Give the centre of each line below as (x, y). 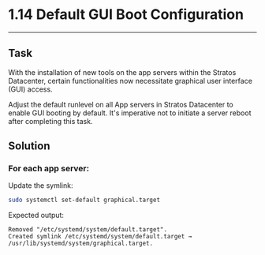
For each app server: (49, 169)
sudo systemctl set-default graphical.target (84, 200)
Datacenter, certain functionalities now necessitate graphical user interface (130, 81)
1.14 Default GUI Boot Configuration (126, 15)
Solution (29, 146)
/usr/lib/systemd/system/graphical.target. (81, 244)
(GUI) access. (30, 89)
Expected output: (36, 216)
